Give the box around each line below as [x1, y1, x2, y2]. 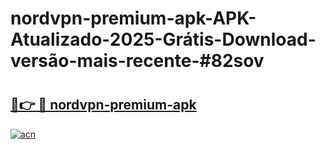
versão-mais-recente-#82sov [10, 50, 265, 72]
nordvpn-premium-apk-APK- [10, 7, 257, 30]
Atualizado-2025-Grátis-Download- [10, 28, 317, 51]
